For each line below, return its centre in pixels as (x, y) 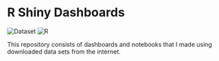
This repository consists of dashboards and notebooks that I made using (110, 44)
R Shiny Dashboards (66, 13)
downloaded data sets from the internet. (64, 52)
